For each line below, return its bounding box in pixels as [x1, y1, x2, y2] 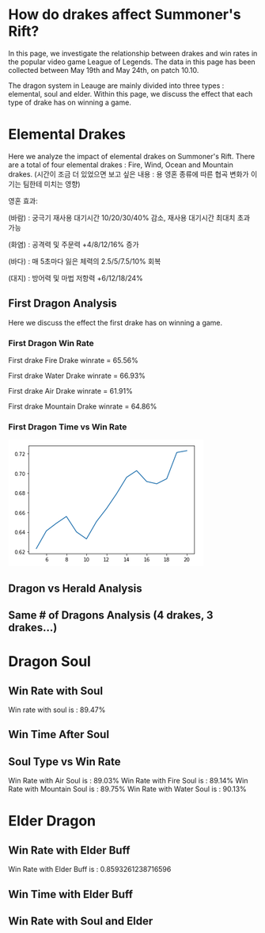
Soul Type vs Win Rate [8, 755, 121, 768]
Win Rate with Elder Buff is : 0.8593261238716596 [8, 865, 172, 874]
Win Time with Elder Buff [8, 887, 133, 901]
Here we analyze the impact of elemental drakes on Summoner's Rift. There [8, 151, 256, 161]
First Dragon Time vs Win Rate [8, 421, 127, 432]
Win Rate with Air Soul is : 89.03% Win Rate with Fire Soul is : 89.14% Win [8, 776, 248, 786]
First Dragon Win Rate [8, 337, 95, 348]
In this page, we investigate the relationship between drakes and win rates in [8, 48, 258, 58]
